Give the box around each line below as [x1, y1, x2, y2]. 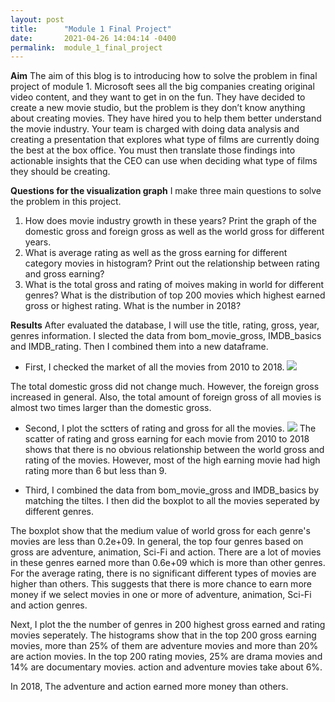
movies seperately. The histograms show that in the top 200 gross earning [10, 629, 317, 641]
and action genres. [10, 599, 88, 611]
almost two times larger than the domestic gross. [10, 402, 212, 414]
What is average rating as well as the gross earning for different [24, 247, 288, 259]
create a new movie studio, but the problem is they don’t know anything [10, 102, 306, 114]
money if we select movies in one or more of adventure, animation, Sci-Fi [10, 589, 312, 601]
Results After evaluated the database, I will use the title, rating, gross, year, [10, 319, 320, 331]
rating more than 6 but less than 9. [24, 465, 167, 477]
